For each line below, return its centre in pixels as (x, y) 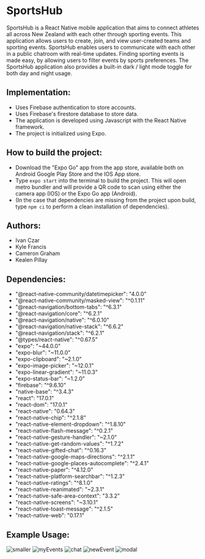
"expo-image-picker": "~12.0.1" (54, 366)
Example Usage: (38, 535)
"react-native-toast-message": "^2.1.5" (64, 509)
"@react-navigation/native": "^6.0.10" (62, 320)
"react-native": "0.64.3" (45, 411)
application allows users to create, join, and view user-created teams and (99, 40)
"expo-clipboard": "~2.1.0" (48, 359)
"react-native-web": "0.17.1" (50, 515)
